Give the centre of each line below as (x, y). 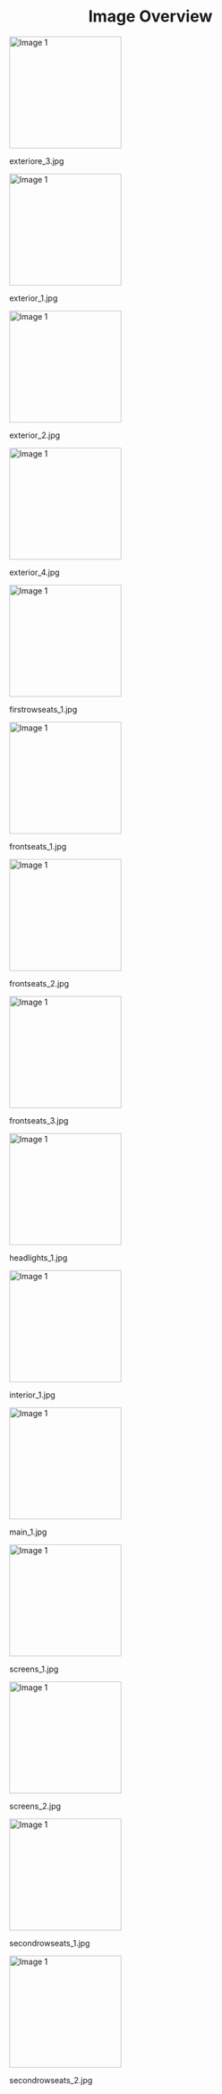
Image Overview (150, 17)
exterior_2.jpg (35, 435)
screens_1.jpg (34, 1669)
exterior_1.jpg (34, 298)
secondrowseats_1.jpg (50, 1943)
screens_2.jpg (35, 1806)
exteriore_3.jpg (37, 161)
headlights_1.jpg (38, 1257)
